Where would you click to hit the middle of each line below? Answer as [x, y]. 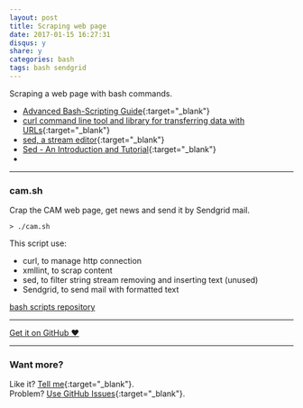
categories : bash [42, 59]
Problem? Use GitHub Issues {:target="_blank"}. [97, 394]
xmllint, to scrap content [67, 270]
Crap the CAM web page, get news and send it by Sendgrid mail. [130, 210]
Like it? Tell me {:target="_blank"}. [72, 385]
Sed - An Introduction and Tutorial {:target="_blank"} [119, 149]
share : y [26, 51]
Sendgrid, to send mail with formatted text [101, 290]
